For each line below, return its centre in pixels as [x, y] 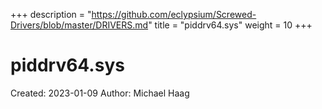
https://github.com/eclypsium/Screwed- [174, 14]
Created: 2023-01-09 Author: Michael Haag [100, 93]
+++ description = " [51, 14]
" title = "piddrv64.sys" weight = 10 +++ [230, 25]
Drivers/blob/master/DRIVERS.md [79, 25]
